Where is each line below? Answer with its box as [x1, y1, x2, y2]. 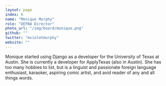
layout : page [5, 7, 32, 12]
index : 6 [5, 12, 23, 17]
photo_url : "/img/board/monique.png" [5, 26, 84, 31]
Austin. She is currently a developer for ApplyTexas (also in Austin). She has [5, 58, 162, 65]
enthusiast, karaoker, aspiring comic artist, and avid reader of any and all [5, 69, 155, 75]
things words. [5, 74, 33, 80]
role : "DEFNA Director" [5, 21, 55, 26]
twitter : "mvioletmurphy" [5, 35, 59, 40]
